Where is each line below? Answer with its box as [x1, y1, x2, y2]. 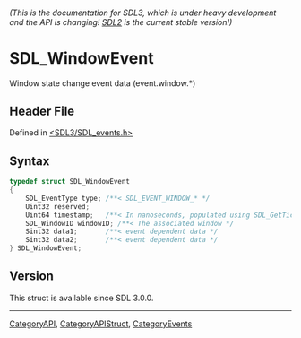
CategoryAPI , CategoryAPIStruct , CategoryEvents [9, 318, 193, 329]
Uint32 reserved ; [25, 202, 90, 211]
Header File [9, 103, 75, 118]
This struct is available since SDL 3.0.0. [9, 292, 154, 303]
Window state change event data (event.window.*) [9, 77, 196, 89]
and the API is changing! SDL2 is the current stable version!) [9, 16, 233, 27]
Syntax [9, 153, 50, 169]
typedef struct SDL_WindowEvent [9, 178, 130, 186]
